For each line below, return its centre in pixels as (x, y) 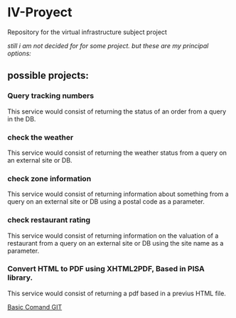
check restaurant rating (49, 220)
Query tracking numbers (51, 96)
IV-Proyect (40, 12)
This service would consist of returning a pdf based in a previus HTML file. (117, 293)
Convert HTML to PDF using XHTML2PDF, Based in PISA (106, 269)
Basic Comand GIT (35, 307)
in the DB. (22, 119)
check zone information (49, 178)
